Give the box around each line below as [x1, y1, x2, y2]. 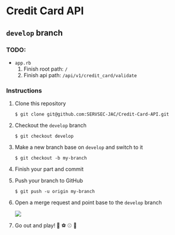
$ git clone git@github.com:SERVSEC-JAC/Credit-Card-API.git [14, 112, 170, 117]
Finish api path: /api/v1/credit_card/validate [23, 71, 138, 78]
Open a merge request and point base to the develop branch [14, 199, 162, 206]
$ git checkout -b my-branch [14, 155, 87, 161]
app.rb [14, 60, 31, 66]
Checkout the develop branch [14, 122, 87, 129]
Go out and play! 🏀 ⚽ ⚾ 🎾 [14, 222, 77, 229]
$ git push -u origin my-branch [14, 189, 95, 195]
